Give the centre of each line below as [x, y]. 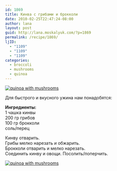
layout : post [18, 28]
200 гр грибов [20, 118]
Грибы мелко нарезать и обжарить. [43, 143]
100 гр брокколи [22, 123]
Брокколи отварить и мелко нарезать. [45, 148]
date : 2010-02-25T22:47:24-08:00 [39, 19]
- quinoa [18, 74]
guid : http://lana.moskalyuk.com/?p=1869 [48, 33]
